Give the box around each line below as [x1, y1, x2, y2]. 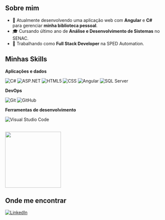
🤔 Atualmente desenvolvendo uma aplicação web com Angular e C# [12, 17, 153, 23]
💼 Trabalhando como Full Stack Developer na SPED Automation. [12, 40, 144, 46]
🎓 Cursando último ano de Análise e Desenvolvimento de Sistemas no [12, 28, 160, 34]
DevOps [5, 87, 22, 94]
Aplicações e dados [5, 68, 47, 74]
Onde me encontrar [5, 197, 67, 205]
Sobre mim [5, 4, 40, 12]
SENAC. [12, 35, 29, 41]
